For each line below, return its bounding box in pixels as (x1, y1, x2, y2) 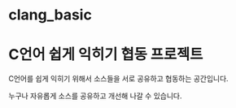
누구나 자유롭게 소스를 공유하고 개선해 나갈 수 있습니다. (8, 91, 182, 101)
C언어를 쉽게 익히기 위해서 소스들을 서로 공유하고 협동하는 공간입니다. (8, 74, 229, 84)
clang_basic (8, 6, 92, 24)
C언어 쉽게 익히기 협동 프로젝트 (8, 45, 203, 64)
